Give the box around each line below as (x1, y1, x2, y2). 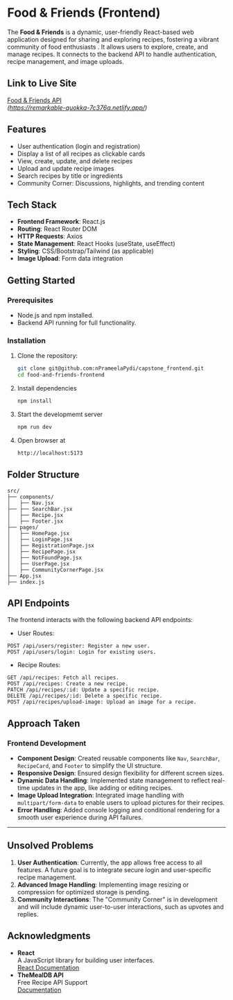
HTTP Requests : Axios (17, 232, 83, 240)
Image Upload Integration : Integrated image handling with (17, 791, 184, 800)
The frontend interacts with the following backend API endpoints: (7, 616, 193, 624)
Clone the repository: (17, 352, 78, 360)
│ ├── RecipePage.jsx (7, 548, 76, 555)
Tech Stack (7, 199, 57, 211)
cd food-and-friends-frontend (17, 372, 105, 379)
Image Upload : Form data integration (17, 254, 123, 263)
